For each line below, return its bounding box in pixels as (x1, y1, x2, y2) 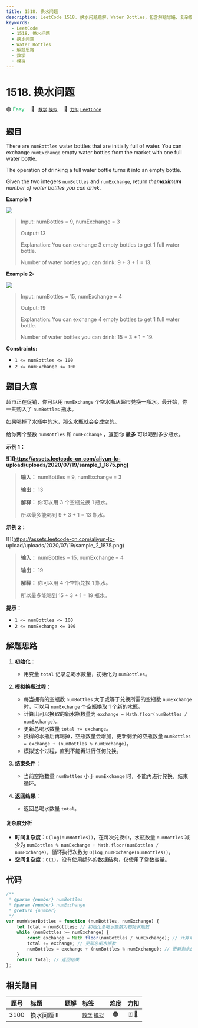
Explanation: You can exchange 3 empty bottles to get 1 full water (20, 241, 180, 248)
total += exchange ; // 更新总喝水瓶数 (27, 941, 117, 946)
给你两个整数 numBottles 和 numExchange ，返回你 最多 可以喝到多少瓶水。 (6, 431, 184, 438)
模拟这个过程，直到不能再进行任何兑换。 (23, 747, 122, 754)
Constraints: (6, 345, 38, 352)
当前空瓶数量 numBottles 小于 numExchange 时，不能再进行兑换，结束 (23, 772, 189, 779)
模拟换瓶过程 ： (14, 683, 51, 690)
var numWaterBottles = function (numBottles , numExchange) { (6, 919, 160, 925)
